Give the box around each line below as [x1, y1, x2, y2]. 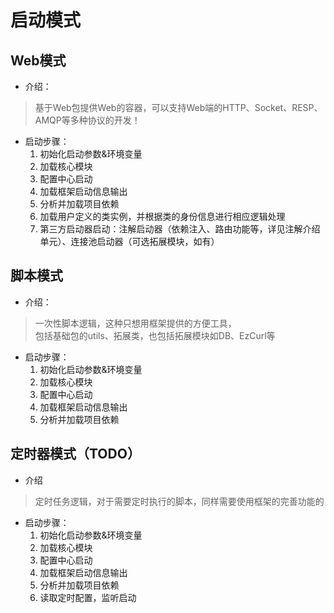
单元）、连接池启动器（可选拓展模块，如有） [39, 236, 220, 247]
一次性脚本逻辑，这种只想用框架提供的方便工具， [34, 317, 237, 329]
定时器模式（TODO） [10, 446, 141, 463]
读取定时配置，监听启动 [39, 591, 137, 603]
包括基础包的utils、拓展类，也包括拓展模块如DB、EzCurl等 [34, 329, 276, 341]
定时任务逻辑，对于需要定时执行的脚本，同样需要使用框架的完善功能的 [34, 495, 325, 507]
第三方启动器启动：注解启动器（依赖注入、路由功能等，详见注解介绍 [39, 223, 321, 235]
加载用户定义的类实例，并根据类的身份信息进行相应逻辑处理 [39, 211, 286, 222]
